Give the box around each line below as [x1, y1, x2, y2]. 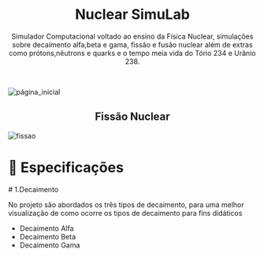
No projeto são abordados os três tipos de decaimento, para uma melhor [8, 199, 244, 210]
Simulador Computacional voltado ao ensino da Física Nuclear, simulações [11, 32, 254, 41]
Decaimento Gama [19, 240, 80, 250]
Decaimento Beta [19, 232, 76, 241]
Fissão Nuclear [94, 110, 171, 124]
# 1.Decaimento [8, 184, 59, 194]
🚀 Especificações [8, 158, 125, 176]
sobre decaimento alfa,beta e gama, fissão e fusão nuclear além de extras [11, 39, 254, 49]
